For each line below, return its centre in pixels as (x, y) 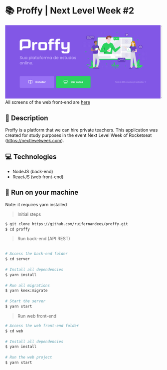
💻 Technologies (31, 157)
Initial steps (29, 214)
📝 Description (27, 118)
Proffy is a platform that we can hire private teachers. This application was (82, 130)
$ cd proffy (17, 229)
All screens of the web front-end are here (48, 102)
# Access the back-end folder (37, 254)
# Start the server (25, 301)
